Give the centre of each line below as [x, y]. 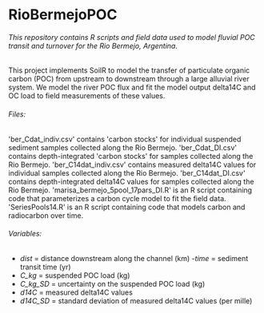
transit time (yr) [45, 267]
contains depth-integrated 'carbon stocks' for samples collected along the [131, 156]
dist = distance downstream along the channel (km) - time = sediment [134, 258]
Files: [17, 114]
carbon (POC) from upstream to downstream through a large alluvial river [129, 79]
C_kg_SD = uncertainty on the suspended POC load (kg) [112, 283]
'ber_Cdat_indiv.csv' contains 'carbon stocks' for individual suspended [125, 139]
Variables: [25, 234]
